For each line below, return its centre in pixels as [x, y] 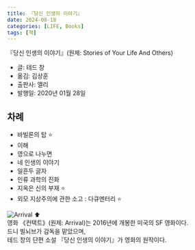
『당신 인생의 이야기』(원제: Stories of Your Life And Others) [90, 53]
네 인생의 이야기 [38, 162]
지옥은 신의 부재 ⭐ [41, 188]
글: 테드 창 [31, 67]
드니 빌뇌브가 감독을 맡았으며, [47, 232]
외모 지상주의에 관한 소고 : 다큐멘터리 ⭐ [69, 199]
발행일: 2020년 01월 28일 [51, 93]
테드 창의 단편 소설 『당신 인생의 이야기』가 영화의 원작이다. [87, 240]
